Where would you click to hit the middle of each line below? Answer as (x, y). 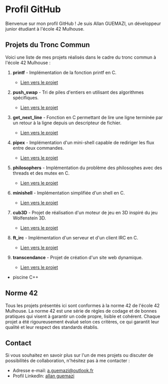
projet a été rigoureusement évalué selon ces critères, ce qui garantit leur (82, 321)
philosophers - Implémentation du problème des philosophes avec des (87, 168)
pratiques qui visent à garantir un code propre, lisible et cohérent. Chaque (83, 316)
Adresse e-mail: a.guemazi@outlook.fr (53, 371)
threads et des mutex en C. (41, 173)
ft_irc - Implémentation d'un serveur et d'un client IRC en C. (75, 237)
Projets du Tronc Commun (48, 45)
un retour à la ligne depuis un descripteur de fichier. (67, 123)
